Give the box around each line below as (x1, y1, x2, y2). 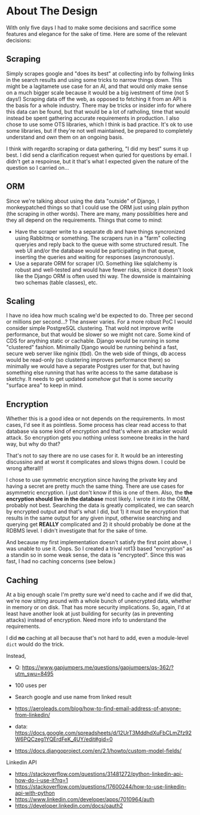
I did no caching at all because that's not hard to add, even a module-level (6, 634, 189, 641)
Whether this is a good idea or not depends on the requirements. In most (6, 415, 185, 422)
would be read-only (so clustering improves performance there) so (6, 356, 171, 364)
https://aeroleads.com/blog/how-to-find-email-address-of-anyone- (14, 705, 181, 712)
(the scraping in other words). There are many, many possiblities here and (6, 210, 188, 217)
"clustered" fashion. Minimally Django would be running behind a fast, (6, 344, 179, 351)
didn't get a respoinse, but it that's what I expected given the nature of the (6, 157, 189, 165)
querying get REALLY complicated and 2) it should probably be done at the (6, 521, 191, 528)
